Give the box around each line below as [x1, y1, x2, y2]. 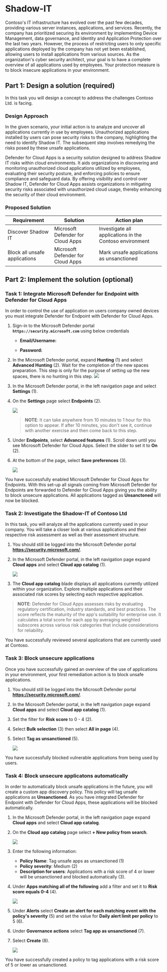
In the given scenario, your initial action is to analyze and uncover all [5, 124, 145, 130]
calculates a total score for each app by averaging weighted [17, 617, 140, 623]
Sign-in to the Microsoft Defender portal [12, 323, 95, 329]
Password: [19, 347, 43, 354]
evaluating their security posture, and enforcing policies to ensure [5, 170, 140, 177]
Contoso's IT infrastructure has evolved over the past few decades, [5, 19, 143, 25]
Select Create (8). [12, 937, 50, 944]
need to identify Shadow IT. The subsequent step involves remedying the [5, 140, 155, 146]
